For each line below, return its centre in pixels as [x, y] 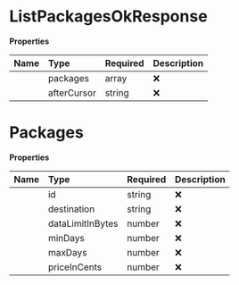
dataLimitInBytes [83, 223]
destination [71, 209]
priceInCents [75, 267]
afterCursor [72, 93]
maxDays [67, 252]
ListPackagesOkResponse [108, 17]
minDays [66, 238]
